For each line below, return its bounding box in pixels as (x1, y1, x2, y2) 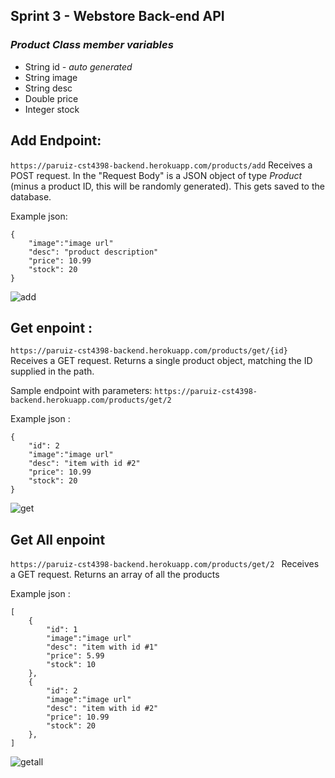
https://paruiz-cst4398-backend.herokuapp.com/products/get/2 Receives (10, 558, 320, 570)
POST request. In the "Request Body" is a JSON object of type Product (10, 169, 303, 181)
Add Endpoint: (10, 132, 102, 149)
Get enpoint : (10, 319, 93, 336)
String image (24, 71, 78, 83)
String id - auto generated (24, 60, 133, 73)
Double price (24, 92, 79, 104)
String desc (24, 82, 73, 94)
